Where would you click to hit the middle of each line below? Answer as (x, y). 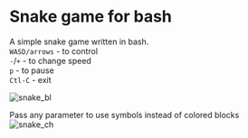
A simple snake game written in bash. (79, 41)
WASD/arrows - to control (53, 51)
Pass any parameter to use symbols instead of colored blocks (124, 115)
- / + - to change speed (51, 60)
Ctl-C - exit (30, 79)
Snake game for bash (91, 17)
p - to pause (32, 70)
